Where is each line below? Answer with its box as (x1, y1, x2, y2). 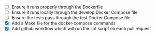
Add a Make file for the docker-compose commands (11, 20, 116, 26)
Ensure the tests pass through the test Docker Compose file (11, 15, 131, 21)
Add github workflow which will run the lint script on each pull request (11, 26, 151, 32)
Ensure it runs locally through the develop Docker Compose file (11, 10, 138, 15)
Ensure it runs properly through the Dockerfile (11, 4, 103, 10)
